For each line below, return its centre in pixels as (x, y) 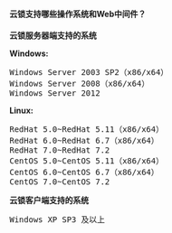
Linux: (21, 111)
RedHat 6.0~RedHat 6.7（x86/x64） (85, 141)
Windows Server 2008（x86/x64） (80, 84)
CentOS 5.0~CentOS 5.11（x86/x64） (87, 161)
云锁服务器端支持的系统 (53, 35)
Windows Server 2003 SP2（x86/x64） (89, 73)
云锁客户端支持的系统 (49, 200)
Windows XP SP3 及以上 (57, 220)
